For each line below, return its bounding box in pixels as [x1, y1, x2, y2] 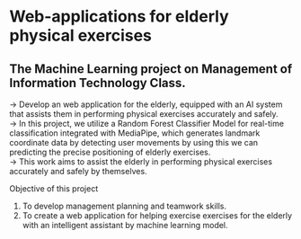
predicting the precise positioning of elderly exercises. [9, 146, 211, 157]
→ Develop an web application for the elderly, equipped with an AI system [9, 99, 283, 110]
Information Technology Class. [9, 75, 186, 91]
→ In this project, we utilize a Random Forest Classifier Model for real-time [9, 119, 285, 128]
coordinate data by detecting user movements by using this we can [9, 137, 259, 147]
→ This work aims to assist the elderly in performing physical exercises [9, 156, 272, 167]
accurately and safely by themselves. [9, 166, 147, 176]
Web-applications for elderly [9, 6, 229, 27]
